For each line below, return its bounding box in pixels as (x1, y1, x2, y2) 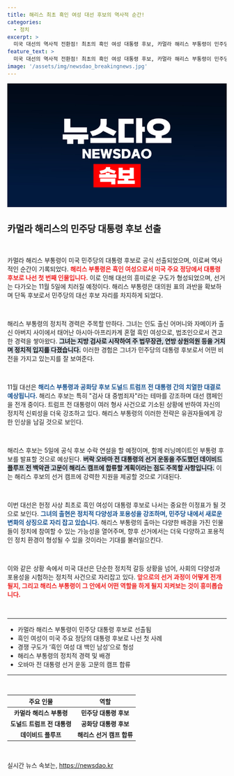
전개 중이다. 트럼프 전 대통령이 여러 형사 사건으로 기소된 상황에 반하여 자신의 (14, 401, 221, 409)
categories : (7, 18, 42, 26)
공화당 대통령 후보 (81, 720, 130, 728)
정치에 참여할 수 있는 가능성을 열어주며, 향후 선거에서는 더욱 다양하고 (19, 527, 206, 536)
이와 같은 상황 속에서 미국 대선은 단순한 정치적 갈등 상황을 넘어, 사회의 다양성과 (7, 564, 221, 573)
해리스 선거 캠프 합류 (77, 731, 134, 739)
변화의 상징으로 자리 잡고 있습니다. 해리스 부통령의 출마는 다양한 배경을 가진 (7, 518, 211, 527)
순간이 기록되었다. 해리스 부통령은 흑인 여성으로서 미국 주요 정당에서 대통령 (19, 265, 221, 273)
